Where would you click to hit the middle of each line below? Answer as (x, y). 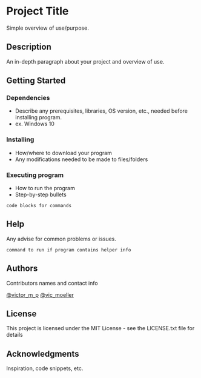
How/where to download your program (63, 153)
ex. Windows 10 (35, 124)
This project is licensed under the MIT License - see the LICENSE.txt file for (100, 328)
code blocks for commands (39, 206)
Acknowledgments (43, 353)
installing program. (38, 118)
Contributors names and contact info (52, 283)
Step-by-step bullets (41, 194)
